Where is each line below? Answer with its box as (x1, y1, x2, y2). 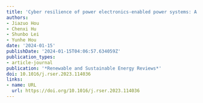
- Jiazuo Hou (6, 20, 40, 26)
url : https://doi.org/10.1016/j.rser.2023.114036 (12, 88, 140, 94)
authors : (6, 15, 29, 21)
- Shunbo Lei (6, 32, 40, 38)
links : (6, 76, 23, 82)
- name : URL (6, 82, 36, 88)
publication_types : (6, 54, 56, 60)
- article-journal (6, 59, 53, 65)
